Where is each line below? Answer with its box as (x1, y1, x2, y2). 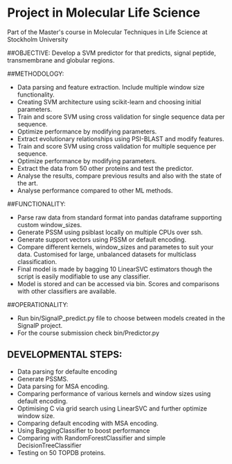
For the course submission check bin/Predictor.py (17, 329, 160, 337)
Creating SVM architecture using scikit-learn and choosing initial (17, 97, 202, 106)
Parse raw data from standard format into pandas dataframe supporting (17, 213, 222, 222)
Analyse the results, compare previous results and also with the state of (17, 172, 222, 180)
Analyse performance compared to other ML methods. (17, 186, 173, 194)
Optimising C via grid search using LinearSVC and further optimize (17, 404, 208, 413)
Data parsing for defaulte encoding (17, 367, 118, 376)
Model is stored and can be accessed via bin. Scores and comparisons (17, 279, 220, 288)
